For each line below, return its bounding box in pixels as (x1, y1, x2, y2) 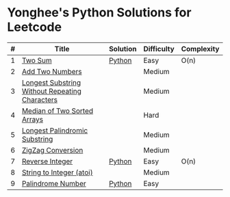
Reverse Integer (21, 156, 73, 166)
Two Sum (21, 55, 53, 65)
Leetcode (7, 19, 62, 35)
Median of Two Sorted (21, 106, 94, 116)
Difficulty (143, 44, 175, 53)
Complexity (181, 44, 220, 53)
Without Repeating (21, 86, 82, 96)
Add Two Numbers (21, 66, 82, 76)
